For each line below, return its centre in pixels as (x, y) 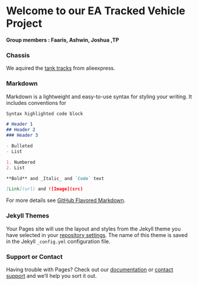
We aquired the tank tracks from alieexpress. (61, 68)
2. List (16, 168)
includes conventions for (36, 103)
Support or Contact (35, 257)
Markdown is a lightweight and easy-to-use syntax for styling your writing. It (99, 97)
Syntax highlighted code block (45, 114)
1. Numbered (21, 162)
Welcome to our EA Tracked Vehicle (96, 11)
